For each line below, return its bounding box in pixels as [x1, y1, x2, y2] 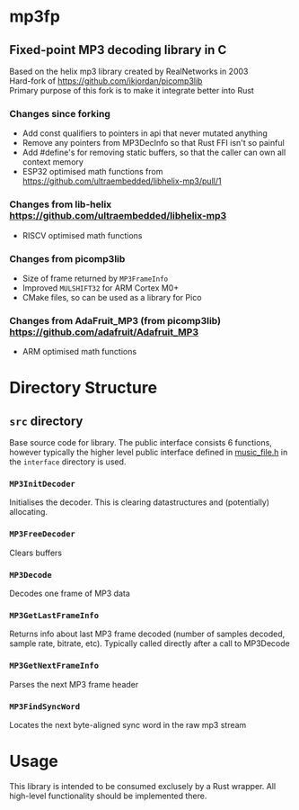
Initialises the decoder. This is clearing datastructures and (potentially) [9, 497, 270, 508]
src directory [9, 413, 84, 428]
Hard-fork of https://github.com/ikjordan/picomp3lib [9, 76, 203, 86]
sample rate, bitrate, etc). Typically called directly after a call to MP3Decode [9, 638, 290, 649]
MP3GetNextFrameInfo [9, 661, 100, 671]
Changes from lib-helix [9, 198, 112, 211]
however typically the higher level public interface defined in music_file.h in [9, 447, 288, 458]
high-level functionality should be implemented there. [9, 790, 207, 801]
